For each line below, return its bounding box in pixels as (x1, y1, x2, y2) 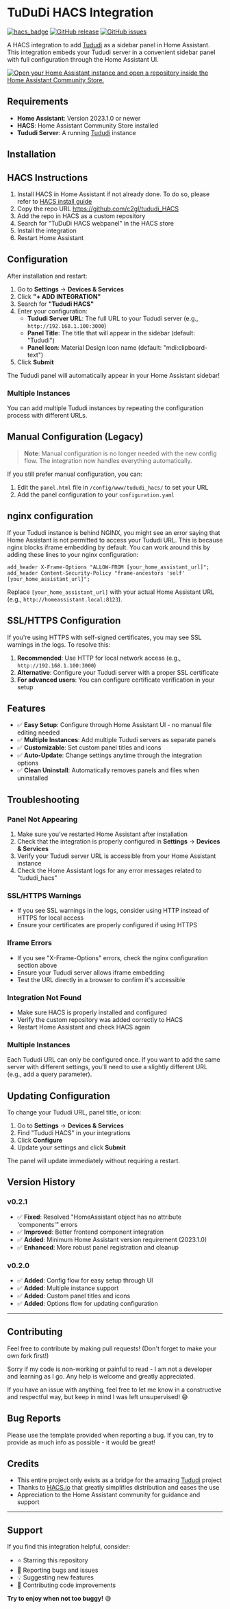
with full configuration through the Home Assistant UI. (7, 55, 159, 63)
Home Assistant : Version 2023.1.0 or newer (16, 114, 141, 122)
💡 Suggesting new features (16, 1573, 94, 1582)
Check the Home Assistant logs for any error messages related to (16, 866, 202, 874)
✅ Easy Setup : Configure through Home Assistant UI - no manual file (16, 721, 212, 729)
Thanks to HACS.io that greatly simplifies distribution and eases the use (16, 1483, 220, 1492)
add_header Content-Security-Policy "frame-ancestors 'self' (7, 569, 186, 577)
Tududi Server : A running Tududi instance (16, 128, 136, 136)
